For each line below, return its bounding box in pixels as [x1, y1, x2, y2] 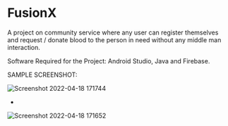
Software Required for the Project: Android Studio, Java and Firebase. [7, 56, 210, 65]
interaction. [7, 43, 41, 51]
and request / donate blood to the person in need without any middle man [7, 35, 222, 44]
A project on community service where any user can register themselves [7, 28, 219, 37]
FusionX [7, 5, 57, 21]
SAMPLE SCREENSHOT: [7, 70, 78, 79]
